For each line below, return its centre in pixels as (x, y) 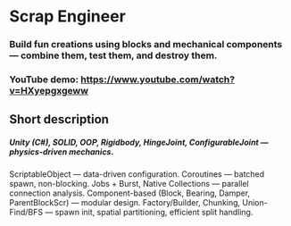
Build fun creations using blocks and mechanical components (146, 45)
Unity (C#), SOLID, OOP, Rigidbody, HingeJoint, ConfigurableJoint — (139, 142)
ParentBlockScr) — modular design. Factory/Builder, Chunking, (125, 203)
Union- (255, 203)
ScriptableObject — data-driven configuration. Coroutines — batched (137, 174)
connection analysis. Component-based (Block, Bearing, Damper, (130, 193)
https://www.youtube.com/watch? (157, 80)
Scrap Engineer (68, 17)
